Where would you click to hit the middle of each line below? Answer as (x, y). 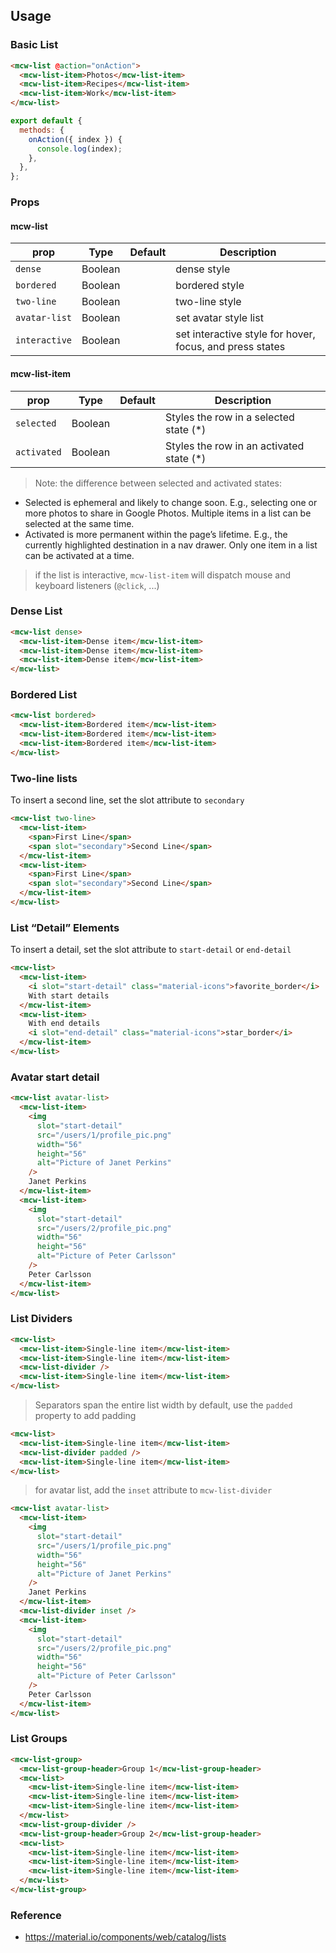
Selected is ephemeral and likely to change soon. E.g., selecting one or (171, 502)
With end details (64, 1024)
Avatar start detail (55, 1077)
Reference (36, 1915)
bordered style (210, 286)
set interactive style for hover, (245, 334)
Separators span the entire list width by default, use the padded (163, 1405)
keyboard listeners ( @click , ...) (97, 585)
